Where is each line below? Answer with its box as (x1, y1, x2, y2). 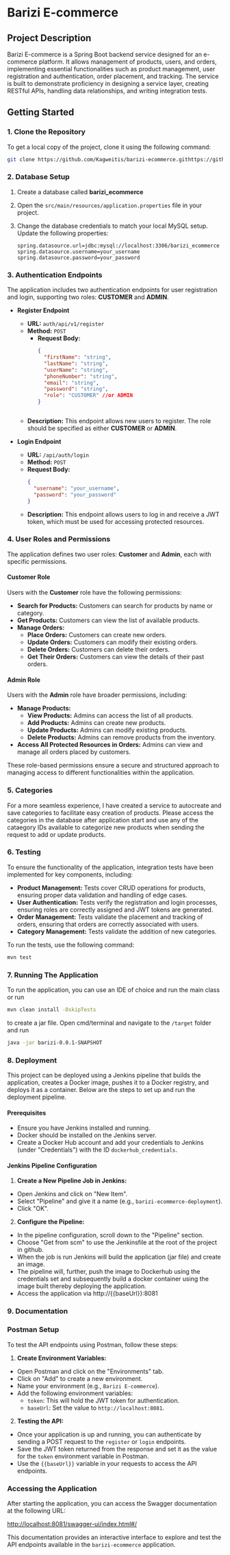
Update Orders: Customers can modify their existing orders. (27, 638, 198, 646)
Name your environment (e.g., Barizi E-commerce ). (16, 1381, 159, 1390)
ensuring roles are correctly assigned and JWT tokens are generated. (16, 905, 214, 914)
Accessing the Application (7, 1484, 97, 1493)
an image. (16, 1260, 46, 1268)
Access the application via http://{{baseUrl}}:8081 (16, 1290, 159, 1298)
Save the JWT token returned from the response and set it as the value (16, 1445, 218, 1453)
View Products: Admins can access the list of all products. (27, 711, 194, 720)
